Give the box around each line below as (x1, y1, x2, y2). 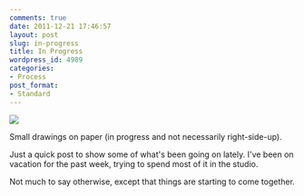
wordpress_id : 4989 (9, 55, 83, 64)
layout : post (9, 30, 59, 39)
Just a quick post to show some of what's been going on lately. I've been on (9, 149, 294, 160)
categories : (9, 64, 54, 73)
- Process (9, 73, 47, 82)
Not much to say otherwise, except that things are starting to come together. (9, 176, 295, 187)
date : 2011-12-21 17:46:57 (9, 22, 112, 31)
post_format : (9, 81, 59, 90)
